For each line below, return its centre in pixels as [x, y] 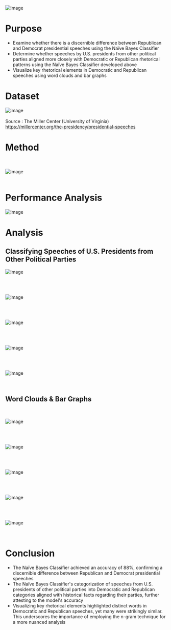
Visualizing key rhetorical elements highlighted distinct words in [80, 605]
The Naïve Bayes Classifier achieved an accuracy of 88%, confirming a [88, 567]
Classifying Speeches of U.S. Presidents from [79, 251]
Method [22, 147]
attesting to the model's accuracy [48, 600]
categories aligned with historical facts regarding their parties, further [86, 595]
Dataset [22, 96]
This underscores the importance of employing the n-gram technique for [89, 616]
